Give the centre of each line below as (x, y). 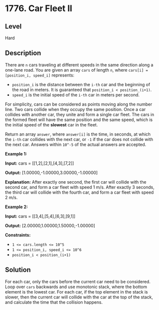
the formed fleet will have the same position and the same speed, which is (79, 120)
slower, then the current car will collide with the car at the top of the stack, (79, 297)
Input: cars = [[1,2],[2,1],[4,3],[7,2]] (39, 163)
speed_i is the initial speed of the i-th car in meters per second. (76, 94)
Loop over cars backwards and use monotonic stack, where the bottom (76, 287)
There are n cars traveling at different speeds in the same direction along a (79, 65)
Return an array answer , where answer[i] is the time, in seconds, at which (78, 134)
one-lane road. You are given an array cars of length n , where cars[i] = (77, 70)
